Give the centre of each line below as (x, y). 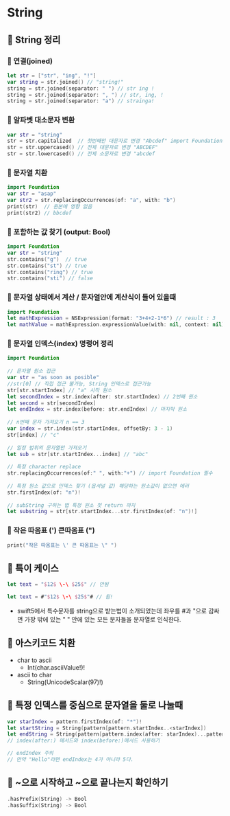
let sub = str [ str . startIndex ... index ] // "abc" (78, 454)
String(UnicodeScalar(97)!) (65, 682)
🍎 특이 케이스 (33, 568)
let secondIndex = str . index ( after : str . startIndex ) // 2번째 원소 (102, 396)
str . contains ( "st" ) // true (47, 266)
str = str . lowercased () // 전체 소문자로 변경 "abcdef (81, 154)
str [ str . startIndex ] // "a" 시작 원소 (60, 390)
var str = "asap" (32, 194)
